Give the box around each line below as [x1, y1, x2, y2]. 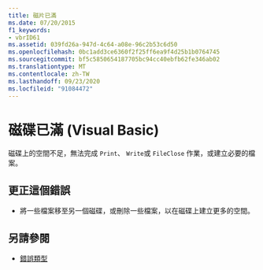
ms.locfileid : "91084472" [8, 84, 93, 93]
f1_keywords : [8, 26, 51, 34]
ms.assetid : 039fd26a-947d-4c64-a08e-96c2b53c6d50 [8, 41, 178, 49]
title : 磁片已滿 [8, 11, 57, 20]
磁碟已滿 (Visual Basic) [8, 121, 160, 139]
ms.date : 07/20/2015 [8, 19, 76, 27]
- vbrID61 [8, 33, 41, 42]
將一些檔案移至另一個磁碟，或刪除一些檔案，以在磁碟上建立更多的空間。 [19, 206, 254, 216]
